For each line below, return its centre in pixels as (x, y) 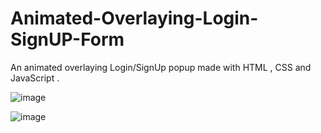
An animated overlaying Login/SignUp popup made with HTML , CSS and (161, 67)
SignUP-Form (67, 39)
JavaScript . (35, 78)
